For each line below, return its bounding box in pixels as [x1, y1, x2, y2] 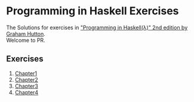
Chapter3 [14, 82, 39, 89]
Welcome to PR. [6, 36, 46, 44]
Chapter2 [14, 76, 39, 83]
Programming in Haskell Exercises [6, 4, 179, 18]
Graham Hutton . [6, 30, 46, 37]
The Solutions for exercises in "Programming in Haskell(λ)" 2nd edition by [6, 24, 188, 31]
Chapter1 [14, 70, 38, 77]
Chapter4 [14, 88, 39, 96]
